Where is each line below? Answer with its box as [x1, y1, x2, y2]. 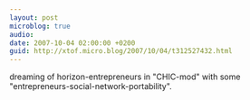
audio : [9, 30, 34, 39]
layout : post [9, 13, 59, 23]
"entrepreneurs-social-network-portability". [9, 81, 172, 92]
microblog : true [9, 22, 71, 31]
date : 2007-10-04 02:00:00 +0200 [9, 38, 136, 48]
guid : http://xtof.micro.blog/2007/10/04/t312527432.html [9, 47, 233, 56]
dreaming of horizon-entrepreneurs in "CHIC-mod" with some [9, 71, 241, 82]
